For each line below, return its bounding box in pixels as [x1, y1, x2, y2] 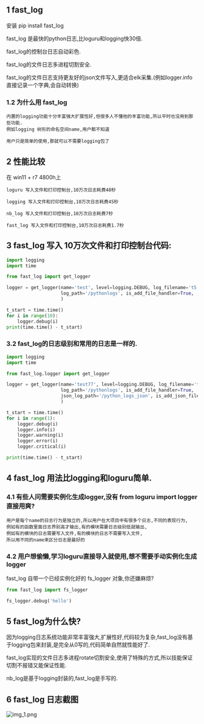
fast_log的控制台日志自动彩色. [6, 48, 81, 55]
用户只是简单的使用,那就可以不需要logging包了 [6, 138, 110, 145]
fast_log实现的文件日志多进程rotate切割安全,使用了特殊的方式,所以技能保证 [6, 654, 193, 661]
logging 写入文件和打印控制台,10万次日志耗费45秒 [6, 198, 119, 205]
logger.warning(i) [17, 432, 64, 439]
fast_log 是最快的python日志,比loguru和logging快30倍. [6, 35, 143, 42]
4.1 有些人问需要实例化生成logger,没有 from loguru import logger [6, 493, 198, 501]
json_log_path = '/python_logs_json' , [60, 393, 154, 399]
